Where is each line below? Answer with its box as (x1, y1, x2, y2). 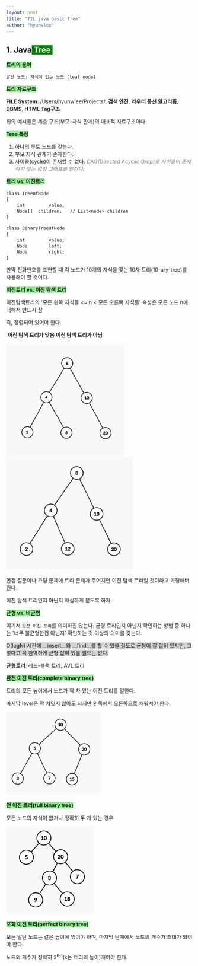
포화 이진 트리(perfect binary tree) (6, 920, 89, 927)
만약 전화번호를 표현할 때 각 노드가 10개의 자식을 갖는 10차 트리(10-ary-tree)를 (6, 266, 187, 273)
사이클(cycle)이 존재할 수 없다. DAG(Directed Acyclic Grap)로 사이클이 (14, 158, 181, 165)
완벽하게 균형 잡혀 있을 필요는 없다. (28, 649, 109, 656)
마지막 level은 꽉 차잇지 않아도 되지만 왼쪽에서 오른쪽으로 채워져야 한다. (6, 700, 171, 707)
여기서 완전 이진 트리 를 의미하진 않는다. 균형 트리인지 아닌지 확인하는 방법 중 (6, 622, 180, 629)
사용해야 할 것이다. (6, 273, 49, 281)
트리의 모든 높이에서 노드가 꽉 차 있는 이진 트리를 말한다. (6, 687, 136, 694)
